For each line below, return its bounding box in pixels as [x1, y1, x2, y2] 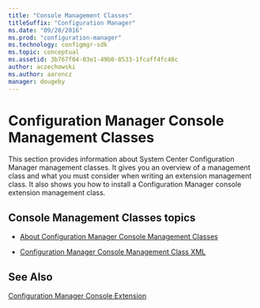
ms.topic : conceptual [8, 48, 80, 56]
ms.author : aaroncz [8, 70, 73, 78]
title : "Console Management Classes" [8, 11, 133, 20]
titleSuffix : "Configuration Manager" [8, 19, 136, 27]
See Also [8, 270, 53, 284]
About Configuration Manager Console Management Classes [19, 232, 219, 242]
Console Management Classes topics [8, 211, 196, 224]
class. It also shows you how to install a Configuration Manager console [8, 179, 242, 190]
